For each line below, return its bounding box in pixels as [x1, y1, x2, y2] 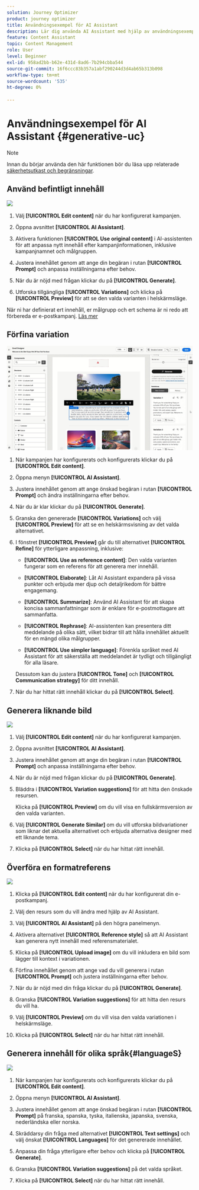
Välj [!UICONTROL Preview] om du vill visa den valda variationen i [15, 1013, 177, 1021]
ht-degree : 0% [6, 85, 42, 91]
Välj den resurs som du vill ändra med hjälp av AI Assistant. [15, 908, 159, 915]
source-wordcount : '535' [6, 78, 68, 84]
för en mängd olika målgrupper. [24, 635, 101, 642]
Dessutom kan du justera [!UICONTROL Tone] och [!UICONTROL [15, 671, 174, 678]
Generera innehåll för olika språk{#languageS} [6, 1048, 182, 1059]
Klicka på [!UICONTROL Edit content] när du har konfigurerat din [15, 890, 174, 897]
